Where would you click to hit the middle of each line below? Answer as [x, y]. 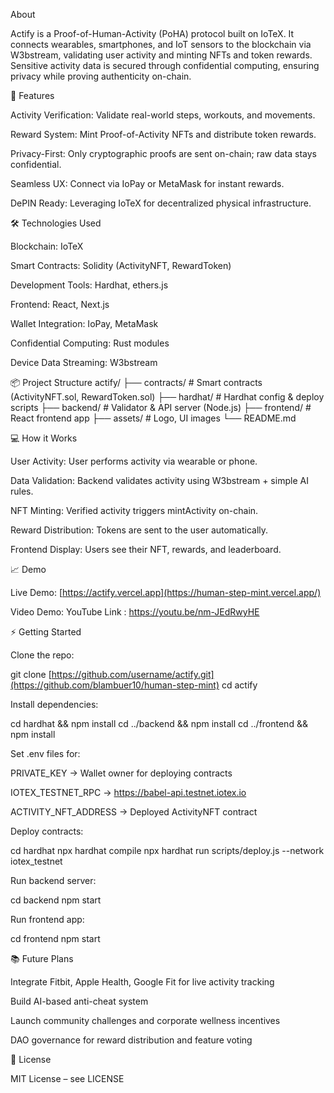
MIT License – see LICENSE [67, 1078]
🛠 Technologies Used [56, 223]
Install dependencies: [54, 704]
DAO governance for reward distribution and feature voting [131, 1040]
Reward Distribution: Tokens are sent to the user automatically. [139, 530]
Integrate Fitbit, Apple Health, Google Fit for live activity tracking [142, 982]
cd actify [239, 685]
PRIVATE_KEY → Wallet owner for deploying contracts [121, 773]
